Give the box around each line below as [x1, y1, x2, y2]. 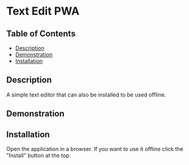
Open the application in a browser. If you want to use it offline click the [6, 146, 184, 153]
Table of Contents [6, 29, 76, 39]
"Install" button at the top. [6, 152, 71, 159]
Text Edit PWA [6, 4, 80, 18]
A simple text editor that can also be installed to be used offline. [6, 91, 166, 98]
